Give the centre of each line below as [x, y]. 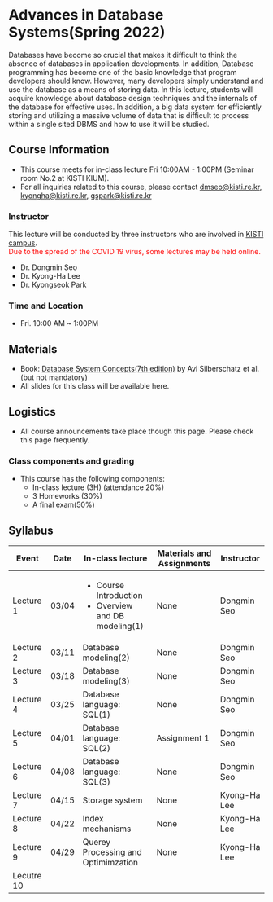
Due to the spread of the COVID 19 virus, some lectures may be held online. [135, 252]
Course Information [59, 150]
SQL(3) [97, 782]
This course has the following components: [92, 479]
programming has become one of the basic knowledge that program [123, 72]
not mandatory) [62, 377]
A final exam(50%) [63, 505]
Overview [115, 606]
